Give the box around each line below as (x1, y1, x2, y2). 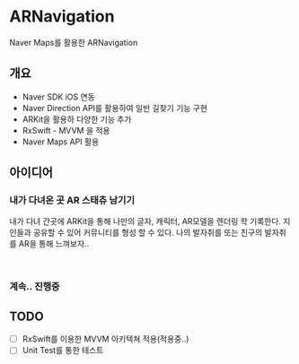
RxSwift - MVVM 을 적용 (22, 125, 110, 135)
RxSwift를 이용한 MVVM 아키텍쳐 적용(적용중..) (22, 334, 189, 344)
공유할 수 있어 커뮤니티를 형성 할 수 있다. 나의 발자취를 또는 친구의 (32, 227, 263, 238)
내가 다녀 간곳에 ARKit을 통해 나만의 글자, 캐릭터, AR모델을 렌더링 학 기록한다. (9, 216, 281, 227)
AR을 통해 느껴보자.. (18, 238, 90, 249)
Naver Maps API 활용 (22, 136, 100, 147)
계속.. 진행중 (9, 281, 60, 293)
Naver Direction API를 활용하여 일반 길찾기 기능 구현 (22, 102, 208, 113)
